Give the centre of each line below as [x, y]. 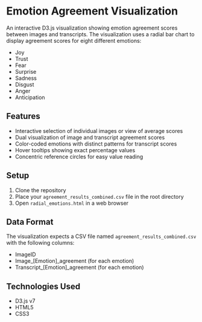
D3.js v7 [25, 301]
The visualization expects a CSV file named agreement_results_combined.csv [101, 236]
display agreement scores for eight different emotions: [74, 40]
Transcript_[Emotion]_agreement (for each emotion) [79, 268]
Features [23, 116]
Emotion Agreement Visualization [92, 11]
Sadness [26, 78]
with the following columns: [40, 243]
